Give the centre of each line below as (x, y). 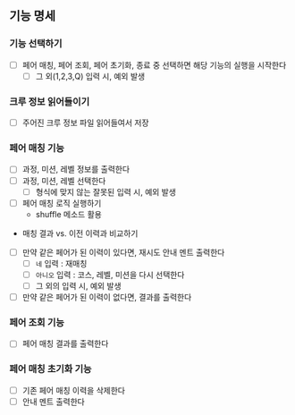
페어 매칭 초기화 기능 (51, 369)
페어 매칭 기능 (37, 148)
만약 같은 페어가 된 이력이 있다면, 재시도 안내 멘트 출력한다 (123, 252)
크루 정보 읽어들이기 (50, 101)
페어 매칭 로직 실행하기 (62, 203)
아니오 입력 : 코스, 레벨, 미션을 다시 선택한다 (110, 275)
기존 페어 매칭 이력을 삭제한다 (73, 390)
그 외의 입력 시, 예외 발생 (79, 285)
